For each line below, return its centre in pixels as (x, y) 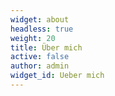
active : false (40, 57)
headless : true (42, 29)
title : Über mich (46, 47)
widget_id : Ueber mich (57, 76)
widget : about (40, 19)
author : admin (40, 66)
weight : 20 (33, 38)
